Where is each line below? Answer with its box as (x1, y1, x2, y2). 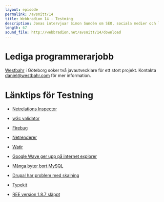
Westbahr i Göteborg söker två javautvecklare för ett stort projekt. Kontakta (5, 67, 157, 73)
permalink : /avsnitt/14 (5, 12, 54, 17)
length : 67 (5, 25, 27, 30)
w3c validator (12, 115, 40, 121)
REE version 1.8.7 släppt (12, 191, 60, 197)
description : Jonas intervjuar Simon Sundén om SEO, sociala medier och (5, 21, 156, 26)
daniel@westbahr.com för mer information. (5, 72, 91, 78)
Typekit (12, 182, 28, 188)
